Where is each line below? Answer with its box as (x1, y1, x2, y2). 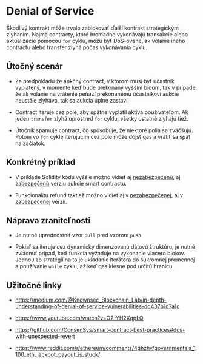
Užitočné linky (6, 280, 62, 291)
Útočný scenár (6, 61, 63, 72)
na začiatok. (15, 140, 46, 147)
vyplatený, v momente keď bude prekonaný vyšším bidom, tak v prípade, (15, 84, 198, 91)
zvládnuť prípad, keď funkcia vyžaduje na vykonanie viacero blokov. (15, 250, 186, 257)
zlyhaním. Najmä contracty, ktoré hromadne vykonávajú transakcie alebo (6, 30, 188, 38)
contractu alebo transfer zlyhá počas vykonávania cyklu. (6, 44, 148, 51)
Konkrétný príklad (6, 157, 76, 167)
